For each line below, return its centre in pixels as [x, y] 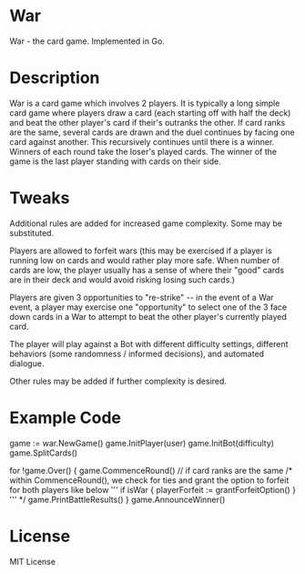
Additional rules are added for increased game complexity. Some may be [146, 223]
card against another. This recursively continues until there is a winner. [142, 141]
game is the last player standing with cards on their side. [115, 161]
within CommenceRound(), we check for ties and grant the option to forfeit [149, 480]
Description [55, 78]
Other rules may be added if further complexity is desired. [118, 381]
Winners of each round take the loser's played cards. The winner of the [143, 151]
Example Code [65, 418]
